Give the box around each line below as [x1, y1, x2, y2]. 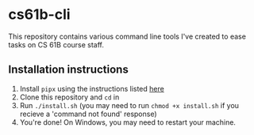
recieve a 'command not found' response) [19, 109, 157, 118]
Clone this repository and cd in [19, 92, 120, 102]
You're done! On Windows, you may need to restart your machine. [19, 117, 237, 127]
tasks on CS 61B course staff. [8, 39, 105, 49]
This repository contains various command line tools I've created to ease [8, 32, 246, 41]
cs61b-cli [8, 6, 71, 24]
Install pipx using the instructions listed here [19, 84, 164, 93]
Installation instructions [8, 63, 129, 77]
